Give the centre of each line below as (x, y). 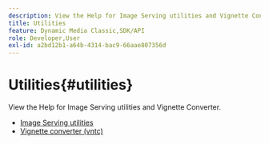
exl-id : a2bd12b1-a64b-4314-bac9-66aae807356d (87, 46)
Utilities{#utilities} (71, 85)
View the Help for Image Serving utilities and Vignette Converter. (115, 107)
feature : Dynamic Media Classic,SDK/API (77, 30)
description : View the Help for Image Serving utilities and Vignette (128, 16)
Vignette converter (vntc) (62, 131)
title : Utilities (37, 23)
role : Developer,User (44, 38)
